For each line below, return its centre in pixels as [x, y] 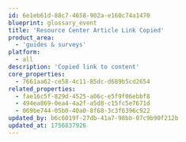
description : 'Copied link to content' [74, 67]
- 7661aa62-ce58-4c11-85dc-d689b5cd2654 [83, 81]
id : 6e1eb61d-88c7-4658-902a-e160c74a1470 [79, 15]
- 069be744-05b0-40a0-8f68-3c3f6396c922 [83, 111]
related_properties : [42, 89]
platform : [25, 52]
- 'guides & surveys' [51, 45]
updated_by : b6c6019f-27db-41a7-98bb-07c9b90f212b [93, 118]
